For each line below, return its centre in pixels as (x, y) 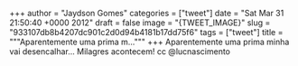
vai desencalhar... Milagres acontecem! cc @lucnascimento (120, 52)
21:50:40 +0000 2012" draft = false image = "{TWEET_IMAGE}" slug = (140, 23)
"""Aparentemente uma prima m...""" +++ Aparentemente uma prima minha (149, 42)
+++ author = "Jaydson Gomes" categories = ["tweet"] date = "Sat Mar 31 (147, 13)
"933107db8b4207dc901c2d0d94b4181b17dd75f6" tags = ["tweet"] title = (146, 32)
